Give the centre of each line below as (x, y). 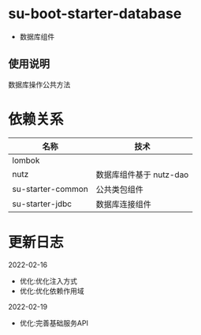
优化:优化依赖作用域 (52, 291)
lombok (26, 160)
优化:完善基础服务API (54, 323)
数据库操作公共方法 (39, 85)
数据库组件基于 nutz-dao (142, 175)
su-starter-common (50, 189)
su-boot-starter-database (95, 14)
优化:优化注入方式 (48, 280)
